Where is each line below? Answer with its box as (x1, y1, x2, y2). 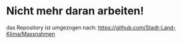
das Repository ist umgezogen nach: (6, 24, 97, 31)
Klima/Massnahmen (6, 30, 55, 37)
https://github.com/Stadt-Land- (98, 24, 176, 31)
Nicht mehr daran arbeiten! (6, 4, 144, 18)
